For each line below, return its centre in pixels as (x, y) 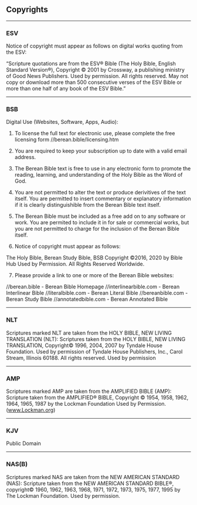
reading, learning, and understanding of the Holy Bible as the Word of (98, 175)
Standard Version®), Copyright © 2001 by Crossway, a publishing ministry (95, 70)
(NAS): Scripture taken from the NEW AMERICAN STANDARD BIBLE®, (90, 483)
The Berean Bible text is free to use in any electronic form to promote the (103, 169)
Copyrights (27, 10)
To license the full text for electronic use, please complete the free (95, 133)
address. (25, 157)
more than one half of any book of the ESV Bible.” (66, 89)
